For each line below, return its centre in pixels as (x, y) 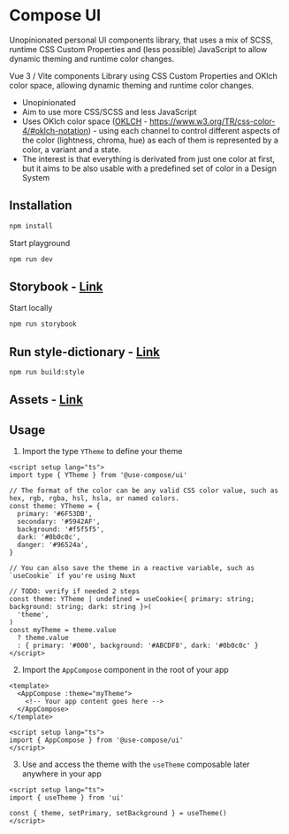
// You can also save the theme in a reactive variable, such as (132, 568)
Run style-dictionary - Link (85, 352)
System (36, 177)
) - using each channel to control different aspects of (184, 130)
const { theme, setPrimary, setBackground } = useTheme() (118, 814)
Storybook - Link (56, 286)
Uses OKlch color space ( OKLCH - (85, 121)
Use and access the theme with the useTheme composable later (136, 764)
